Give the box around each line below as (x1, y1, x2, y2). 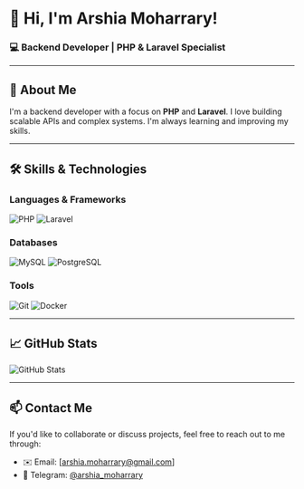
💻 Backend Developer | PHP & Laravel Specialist (9, 41, 226, 53)
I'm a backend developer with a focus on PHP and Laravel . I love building (9, 106, 282, 117)
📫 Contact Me (9, 400, 93, 416)
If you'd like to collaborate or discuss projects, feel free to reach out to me (9, 429, 286, 440)
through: (9, 438, 42, 449)
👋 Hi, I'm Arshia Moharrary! (9, 8, 219, 29)
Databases (9, 235, 58, 248)
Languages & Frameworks (9, 193, 127, 206)
